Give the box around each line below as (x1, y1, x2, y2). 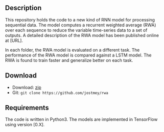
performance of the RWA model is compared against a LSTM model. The (5, 52, 152, 58)
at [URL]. (5, 38, 23, 43)
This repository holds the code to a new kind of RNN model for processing (5, 17, 155, 22)
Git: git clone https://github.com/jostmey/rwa (12, 90, 109, 95)
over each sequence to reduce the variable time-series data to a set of (5, 27, 148, 33)
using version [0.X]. (5, 122, 45, 128)
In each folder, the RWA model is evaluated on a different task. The (5, 47, 140, 53)
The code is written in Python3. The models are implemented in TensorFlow (5, 116, 158, 122)
